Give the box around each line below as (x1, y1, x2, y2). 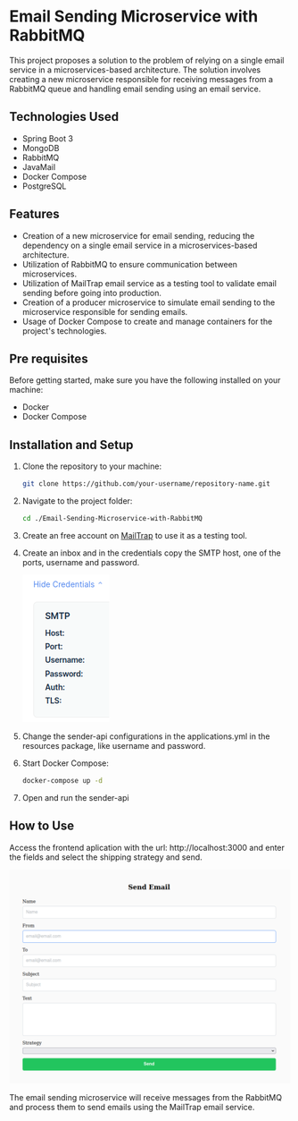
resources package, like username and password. (21, 740, 206, 751)
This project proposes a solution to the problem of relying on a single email (9, 55, 285, 65)
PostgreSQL (21, 181, 67, 191)
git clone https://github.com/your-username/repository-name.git (21, 480, 270, 488)
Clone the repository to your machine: (21, 461, 162, 471)
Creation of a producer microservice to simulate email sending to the (21, 297, 276, 308)
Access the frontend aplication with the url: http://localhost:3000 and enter (9, 842, 286, 853)
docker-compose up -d (21, 776, 103, 785)
